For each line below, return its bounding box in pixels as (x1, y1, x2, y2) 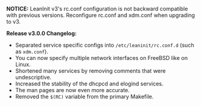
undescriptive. (15, 74, 52, 81)
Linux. (15, 61, 31, 68)
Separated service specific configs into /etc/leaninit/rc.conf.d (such (15, 42, 194, 48)
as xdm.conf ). (15, 48, 49, 55)
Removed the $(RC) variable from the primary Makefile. (15, 93, 154, 100)
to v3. (6, 18, 21, 25)
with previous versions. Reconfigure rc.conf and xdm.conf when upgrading (6, 12, 196, 19)
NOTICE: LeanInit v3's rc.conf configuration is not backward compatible (6, 5, 188, 12)
